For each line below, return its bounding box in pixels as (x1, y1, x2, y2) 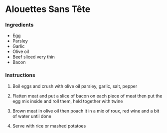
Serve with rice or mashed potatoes (12, 122, 86, 128)
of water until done (12, 113, 51, 119)
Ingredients (5, 21, 34, 28)
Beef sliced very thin (12, 54, 55, 60)
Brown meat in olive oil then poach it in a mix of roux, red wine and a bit (12, 107, 160, 113)
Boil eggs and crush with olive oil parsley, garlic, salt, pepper (12, 83, 138, 89)
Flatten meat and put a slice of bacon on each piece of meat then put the (12, 92, 163, 98)
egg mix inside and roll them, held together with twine (12, 98, 123, 104)
